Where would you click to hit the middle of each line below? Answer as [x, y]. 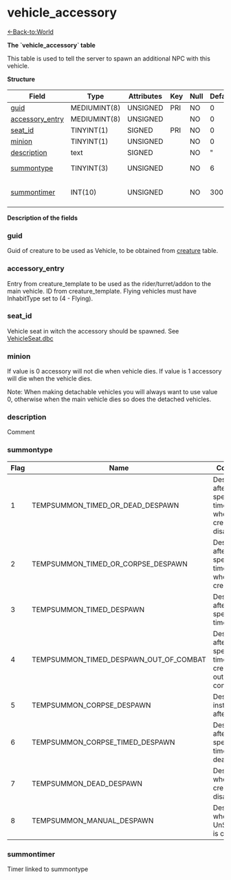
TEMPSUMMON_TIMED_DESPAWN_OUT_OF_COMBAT [119, 659]
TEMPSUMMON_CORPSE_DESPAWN [91, 705]
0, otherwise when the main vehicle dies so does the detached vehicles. [109, 399]
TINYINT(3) [89, 168]
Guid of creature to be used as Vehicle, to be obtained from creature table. [113, 251]
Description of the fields [42, 218]
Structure [21, 79]
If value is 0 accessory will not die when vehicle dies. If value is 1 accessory [114, 371]
